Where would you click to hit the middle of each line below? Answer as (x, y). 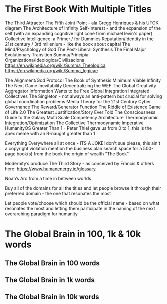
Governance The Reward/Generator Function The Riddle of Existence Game (83, 107)
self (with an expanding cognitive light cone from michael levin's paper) (79, 33)
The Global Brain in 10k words (52, 297)
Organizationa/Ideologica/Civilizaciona (45, 60)
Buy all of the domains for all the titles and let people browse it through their (83, 188)
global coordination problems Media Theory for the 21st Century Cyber (78, 101)
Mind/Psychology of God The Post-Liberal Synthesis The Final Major (76, 49)
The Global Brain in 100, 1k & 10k (73, 234)
